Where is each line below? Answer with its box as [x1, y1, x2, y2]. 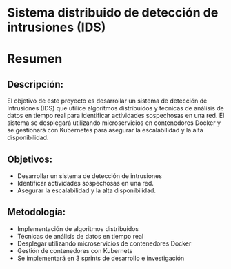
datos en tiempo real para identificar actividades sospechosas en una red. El [7, 112, 225, 120]
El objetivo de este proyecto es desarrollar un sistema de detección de [7, 97, 208, 105]
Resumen [7, 51, 63, 67]
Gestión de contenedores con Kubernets [17, 246, 133, 255]
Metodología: [7, 206, 66, 218]
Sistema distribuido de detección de [7, 5, 219, 21]
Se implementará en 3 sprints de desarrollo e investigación [17, 254, 185, 262]
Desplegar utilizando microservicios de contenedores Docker [17, 239, 192, 248]
